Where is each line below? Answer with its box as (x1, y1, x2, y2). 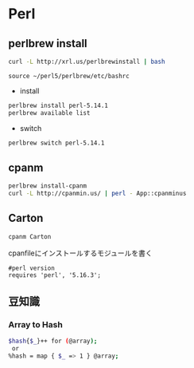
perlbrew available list (8, 109, 91, 117)
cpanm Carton (8, 232, 52, 240)
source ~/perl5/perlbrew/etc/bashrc (8, 72, 130, 80)
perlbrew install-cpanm (8, 182, 87, 190)
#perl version (8, 264, 56, 272)
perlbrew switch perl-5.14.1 (8, 139, 105, 147)
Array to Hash (8, 319, 64, 330)
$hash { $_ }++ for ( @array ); (8, 337, 98, 346)
